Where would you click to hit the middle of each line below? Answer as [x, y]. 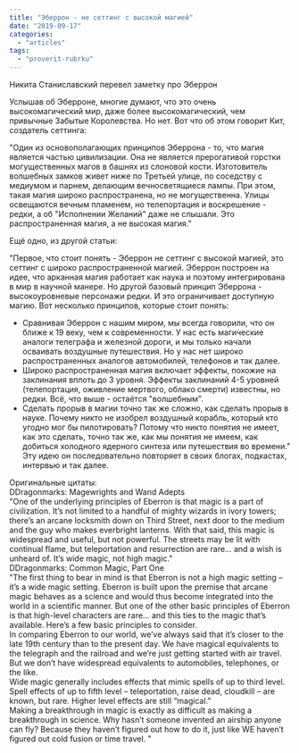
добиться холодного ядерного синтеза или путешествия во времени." [156, 446]
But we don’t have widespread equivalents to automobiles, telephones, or [144, 663]
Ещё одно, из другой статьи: [63, 241]
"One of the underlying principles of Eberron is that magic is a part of [137, 502]
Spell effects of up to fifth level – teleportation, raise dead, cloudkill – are [142, 691]
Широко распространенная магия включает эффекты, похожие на [149, 370]
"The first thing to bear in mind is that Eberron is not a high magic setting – [146, 577]
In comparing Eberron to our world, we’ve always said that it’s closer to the [146, 634]
